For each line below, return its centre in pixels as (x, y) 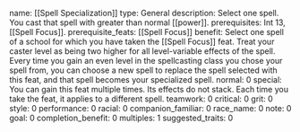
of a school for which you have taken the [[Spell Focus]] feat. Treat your (142, 41)
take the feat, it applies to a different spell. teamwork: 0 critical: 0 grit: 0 (141, 99)
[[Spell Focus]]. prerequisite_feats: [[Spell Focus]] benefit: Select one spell (147, 32)
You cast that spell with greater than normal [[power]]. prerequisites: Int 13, (148, 22)
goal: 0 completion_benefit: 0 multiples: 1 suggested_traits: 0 (121, 118)
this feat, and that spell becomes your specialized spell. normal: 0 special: (146, 79)
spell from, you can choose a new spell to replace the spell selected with (143, 70)
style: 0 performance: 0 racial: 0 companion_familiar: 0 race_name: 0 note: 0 (150, 108)
